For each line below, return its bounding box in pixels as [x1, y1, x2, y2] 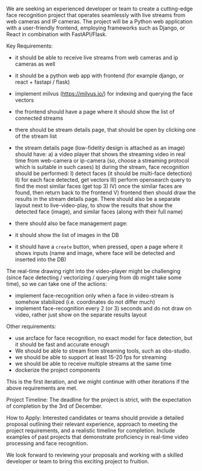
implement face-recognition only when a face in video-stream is [14, 292, 174, 299]
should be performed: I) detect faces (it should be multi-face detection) [14, 170, 192, 177]
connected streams [14, 114, 63, 122]
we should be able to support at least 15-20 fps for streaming [14, 354, 167, 360]
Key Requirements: [6, 42, 53, 49]
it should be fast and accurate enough [14, 341, 109, 348]
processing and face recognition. [6, 440, 88, 447]
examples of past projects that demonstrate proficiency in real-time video [6, 433, 189, 440]
